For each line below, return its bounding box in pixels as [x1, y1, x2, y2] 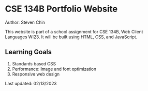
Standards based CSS [12, 61, 56, 66]
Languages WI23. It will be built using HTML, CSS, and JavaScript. [5, 34, 138, 40]
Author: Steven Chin [5, 19, 45, 25]
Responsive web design [12, 71, 60, 77]
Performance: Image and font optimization [12, 66, 97, 72]
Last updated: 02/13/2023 [5, 80, 57, 86]
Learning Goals [5, 48, 52, 56]
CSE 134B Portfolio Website [5, 3, 118, 15]
